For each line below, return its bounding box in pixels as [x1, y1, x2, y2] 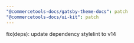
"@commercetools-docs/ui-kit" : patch [6, 14, 99, 20]
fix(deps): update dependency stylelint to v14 [6, 30, 116, 37]
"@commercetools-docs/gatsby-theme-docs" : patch [6, 8, 128, 15]
